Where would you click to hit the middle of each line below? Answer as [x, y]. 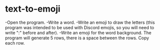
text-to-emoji [33, 9]
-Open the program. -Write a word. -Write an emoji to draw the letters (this [80, 22]
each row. [15, 43]
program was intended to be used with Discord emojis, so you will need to [80, 27]
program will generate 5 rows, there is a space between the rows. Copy [77, 38]
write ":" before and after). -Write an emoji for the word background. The [78, 33]
